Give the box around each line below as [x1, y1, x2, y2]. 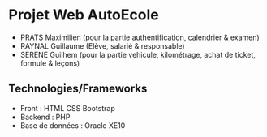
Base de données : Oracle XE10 [19, 120, 126, 131]
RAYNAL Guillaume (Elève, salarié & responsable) [19, 41, 185, 50]
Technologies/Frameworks [8, 82, 148, 96]
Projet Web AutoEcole [8, 6, 160, 24]
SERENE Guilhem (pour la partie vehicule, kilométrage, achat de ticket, [19, 49, 256, 59]
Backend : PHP [19, 112, 71, 122]
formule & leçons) [19, 58, 80, 68]
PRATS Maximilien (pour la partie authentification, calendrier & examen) [19, 32, 260, 42]
